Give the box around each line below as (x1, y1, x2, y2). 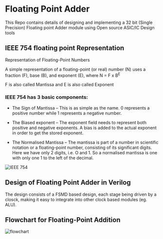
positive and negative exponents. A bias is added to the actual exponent (12, 125, 157, 130)
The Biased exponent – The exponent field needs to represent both (12, 119, 147, 125)
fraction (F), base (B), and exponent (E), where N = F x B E (5, 72, 121, 78)
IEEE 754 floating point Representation (5, 44, 125, 52)
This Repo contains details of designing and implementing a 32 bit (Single (5, 19, 153, 25)
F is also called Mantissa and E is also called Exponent (5, 82, 114, 88)
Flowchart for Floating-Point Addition (5, 216, 121, 224)
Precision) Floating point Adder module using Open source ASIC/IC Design (5, 24, 155, 30)
